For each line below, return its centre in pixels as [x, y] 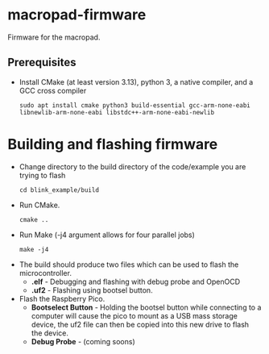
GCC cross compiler [53, 90]
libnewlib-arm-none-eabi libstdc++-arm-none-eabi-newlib [117, 112]
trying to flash [42, 175]
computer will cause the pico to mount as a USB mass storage [134, 315]
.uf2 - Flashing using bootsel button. [92, 290]
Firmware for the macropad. [54, 37]
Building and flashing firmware [113, 144]
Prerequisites [42, 62]
